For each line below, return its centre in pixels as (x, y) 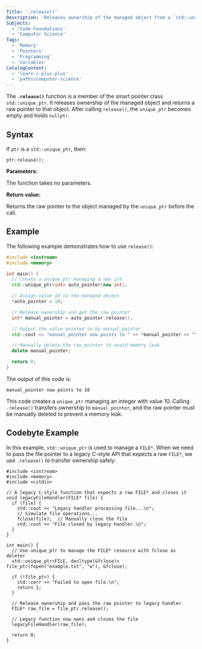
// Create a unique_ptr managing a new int (67, 279)
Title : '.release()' (32, 12)
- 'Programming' (32, 57)
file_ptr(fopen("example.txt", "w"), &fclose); (67, 566)
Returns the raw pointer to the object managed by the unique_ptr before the (100, 206)
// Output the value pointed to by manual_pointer (76, 329)
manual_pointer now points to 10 (48, 390)
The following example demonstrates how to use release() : (80, 246)
